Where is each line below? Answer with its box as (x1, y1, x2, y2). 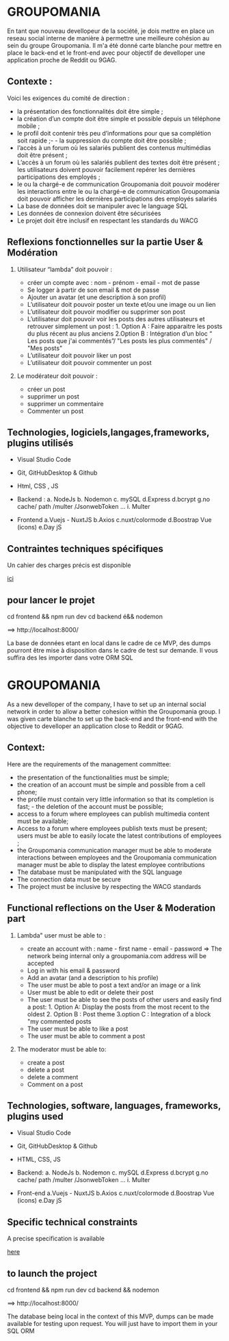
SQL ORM (7, 1327, 35, 1335)
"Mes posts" (27, 344, 63, 352)
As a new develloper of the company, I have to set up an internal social (7, 700, 206, 708)
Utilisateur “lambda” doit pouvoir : (16, 265, 113, 273)
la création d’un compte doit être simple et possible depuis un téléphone (16, 114, 221, 123)
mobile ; (16, 121, 40, 130)
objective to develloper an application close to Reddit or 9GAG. (7, 722, 184, 730)
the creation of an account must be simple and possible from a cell (16, 780, 206, 788)
